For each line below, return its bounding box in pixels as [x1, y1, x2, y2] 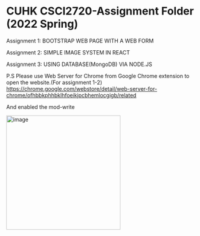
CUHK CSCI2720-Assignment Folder [6, 4, 195, 18]
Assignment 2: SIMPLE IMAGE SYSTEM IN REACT [6, 48, 130, 56]
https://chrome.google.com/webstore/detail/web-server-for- [6, 85, 158, 92]
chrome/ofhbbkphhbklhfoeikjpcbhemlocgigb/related [6, 91, 137, 99]
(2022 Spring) [6, 17, 79, 31]
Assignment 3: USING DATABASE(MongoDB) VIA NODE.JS [6, 61, 152, 68]
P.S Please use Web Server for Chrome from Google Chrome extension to [6, 72, 190, 79]
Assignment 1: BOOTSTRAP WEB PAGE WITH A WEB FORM [6, 37, 154, 44]
